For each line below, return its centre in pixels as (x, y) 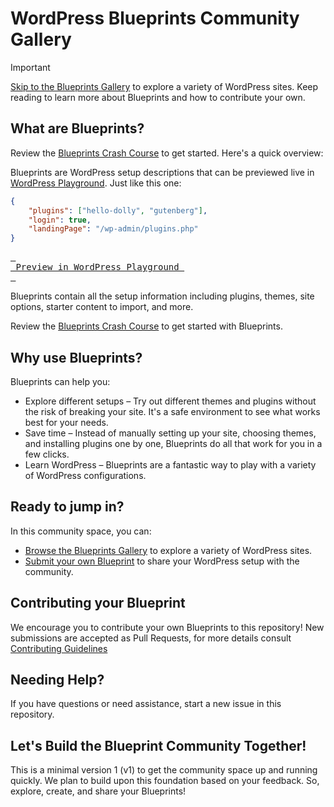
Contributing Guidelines (59, 648)
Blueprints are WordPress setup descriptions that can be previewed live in (162, 172)
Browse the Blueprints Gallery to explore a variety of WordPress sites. (168, 550)
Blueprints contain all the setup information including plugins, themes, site (162, 296)
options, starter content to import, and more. (102, 307)
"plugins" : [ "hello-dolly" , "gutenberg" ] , (118, 210)
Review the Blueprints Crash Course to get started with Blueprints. (146, 326)
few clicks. (47, 454)
